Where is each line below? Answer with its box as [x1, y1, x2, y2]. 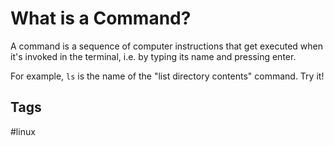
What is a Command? [10, 7, 192, 30]
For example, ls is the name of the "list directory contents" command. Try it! [10, 70, 325, 82]
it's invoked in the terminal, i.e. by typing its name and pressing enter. [10, 50, 297, 62]
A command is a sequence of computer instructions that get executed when [10, 40, 323, 52]
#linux [10, 125, 36, 137]
